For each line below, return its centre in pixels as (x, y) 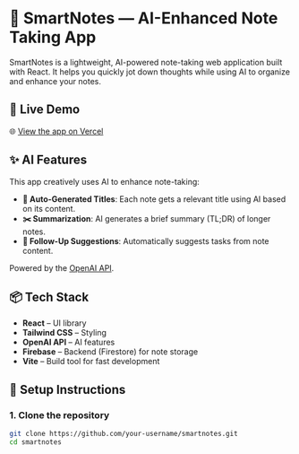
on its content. (49, 208)
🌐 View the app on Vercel (56, 131)
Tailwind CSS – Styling (64, 333)
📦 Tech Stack (49, 297)
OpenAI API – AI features (68, 342)
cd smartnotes (36, 442)
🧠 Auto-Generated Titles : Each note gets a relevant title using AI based (154, 199)
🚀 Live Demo (45, 110)
